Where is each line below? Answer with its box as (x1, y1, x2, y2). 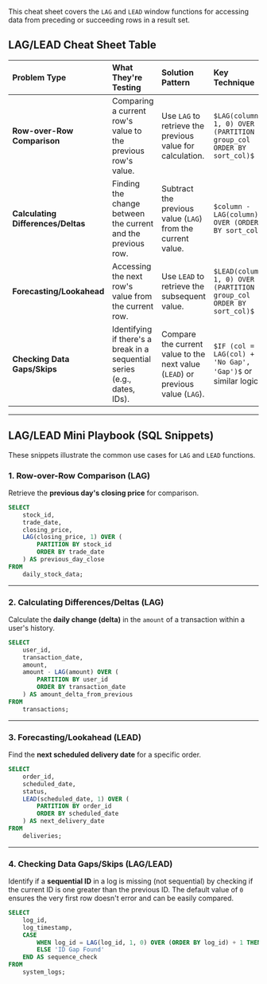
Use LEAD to (161, 270, 205, 281)
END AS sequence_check (22, 953, 98, 962)
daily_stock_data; (22, 570, 83, 578)
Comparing (111, 95, 154, 106)
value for (161, 140, 195, 151)
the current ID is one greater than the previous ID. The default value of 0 (8, 885, 244, 895)
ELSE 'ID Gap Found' (37, 946, 105, 954)
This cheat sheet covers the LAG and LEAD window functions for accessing (8, 7, 249, 16)
